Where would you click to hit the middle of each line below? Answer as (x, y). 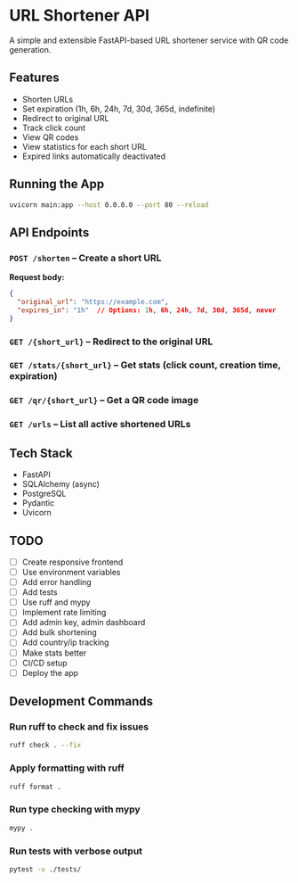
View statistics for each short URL (84, 146)
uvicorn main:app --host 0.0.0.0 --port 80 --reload (109, 205)
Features (34, 78)
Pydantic (38, 503)
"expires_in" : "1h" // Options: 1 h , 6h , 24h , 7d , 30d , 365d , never (147, 310)
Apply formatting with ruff (67, 768)
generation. (30, 49)
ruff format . (36, 787)
